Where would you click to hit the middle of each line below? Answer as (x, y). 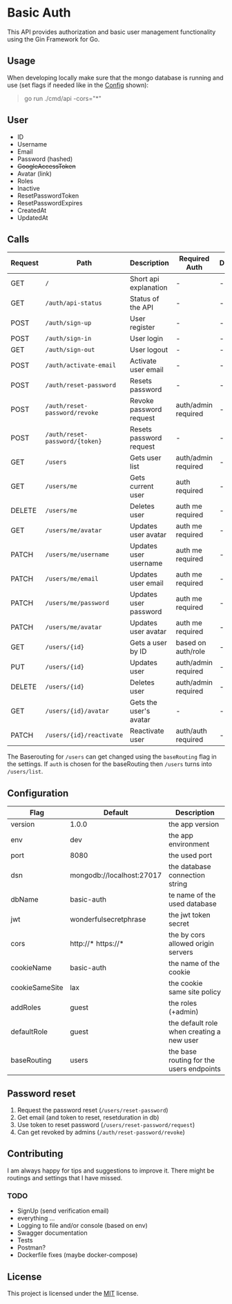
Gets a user (148, 643)
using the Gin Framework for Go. (54, 39)
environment (189, 844)
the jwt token (189, 915)
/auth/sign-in (68, 339)
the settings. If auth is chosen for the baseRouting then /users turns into (110, 764)
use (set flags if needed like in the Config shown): (78, 85)
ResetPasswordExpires (50, 203)
